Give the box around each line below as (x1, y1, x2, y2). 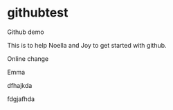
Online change (7, 54, 49, 63)
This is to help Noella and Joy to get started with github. (7, 41, 167, 49)
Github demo (7, 28, 44, 36)
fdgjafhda (7, 95, 35, 103)
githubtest (7, 5, 69, 21)
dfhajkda (7, 81, 33, 89)
